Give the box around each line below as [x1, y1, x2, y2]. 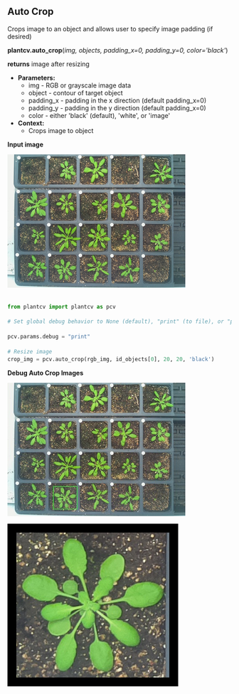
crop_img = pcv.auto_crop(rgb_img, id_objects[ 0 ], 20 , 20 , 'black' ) [7, 356, 215, 363]
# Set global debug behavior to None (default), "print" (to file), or [7, 318, 224, 326]
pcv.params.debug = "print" [7, 333, 91, 341]
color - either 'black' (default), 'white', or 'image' [28, 111, 171, 119]
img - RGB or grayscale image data [28, 81, 132, 90]
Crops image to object [28, 126, 94, 134]
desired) [7, 32, 32, 41]
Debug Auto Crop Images [7, 368, 84, 377]
